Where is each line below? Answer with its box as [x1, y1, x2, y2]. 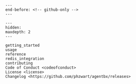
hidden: [5, 25, 22, 30]
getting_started [5, 43, 40, 48]
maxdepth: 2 [5, 30, 31, 35]
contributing [5, 61, 33, 66]
